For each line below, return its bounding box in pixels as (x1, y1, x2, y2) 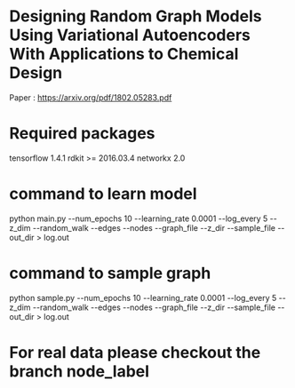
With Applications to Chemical (9, 44, 239, 64)
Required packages (9, 123, 155, 144)
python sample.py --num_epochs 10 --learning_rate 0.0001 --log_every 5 (9, 292, 277, 303)
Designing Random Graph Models (9, 6, 262, 27)
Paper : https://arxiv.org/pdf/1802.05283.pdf (9, 91, 172, 103)
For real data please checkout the (9, 342, 261, 362)
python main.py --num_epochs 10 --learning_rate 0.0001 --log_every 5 (9, 213, 268, 224)
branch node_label (9, 361, 149, 381)
